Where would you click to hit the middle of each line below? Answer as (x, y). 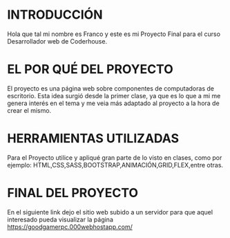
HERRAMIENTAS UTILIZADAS (93, 139)
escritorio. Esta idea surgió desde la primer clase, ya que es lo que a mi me (114, 95)
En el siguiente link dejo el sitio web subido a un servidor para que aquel (110, 212)
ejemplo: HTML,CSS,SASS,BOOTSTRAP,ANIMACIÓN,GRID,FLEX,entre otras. (115, 165)
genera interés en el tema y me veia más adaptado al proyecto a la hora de (113, 103)
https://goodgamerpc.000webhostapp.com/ (70, 227)
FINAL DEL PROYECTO (73, 193)
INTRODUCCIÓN (55, 15)
